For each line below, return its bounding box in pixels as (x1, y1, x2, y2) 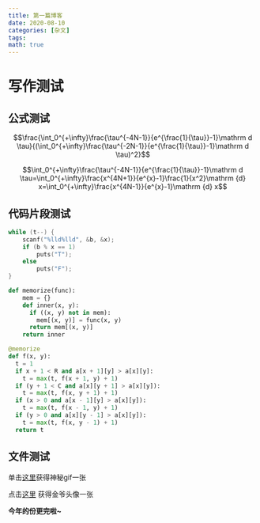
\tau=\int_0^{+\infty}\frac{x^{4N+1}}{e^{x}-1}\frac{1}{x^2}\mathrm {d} (19, 173, 247, 183)
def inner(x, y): (22, 301, 80, 309)
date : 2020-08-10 (8, 19, 66, 27)
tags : (8, 33, 26, 42)
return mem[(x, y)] (28, 324, 93, 332)
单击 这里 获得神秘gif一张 (8, 472, 87, 482)
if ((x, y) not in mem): (28, 309, 111, 316)
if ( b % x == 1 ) (22, 243, 77, 251)
